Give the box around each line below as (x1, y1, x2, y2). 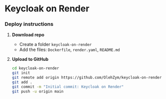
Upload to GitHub (11, 56, 49, 62)
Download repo (11, 32, 44, 38)
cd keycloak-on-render (11, 66, 59, 71)
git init (11, 70, 30, 76)
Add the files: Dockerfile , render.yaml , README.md (19, 47, 120, 52)
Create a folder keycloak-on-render (19, 42, 92, 48)
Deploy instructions (4, 21, 53, 28)
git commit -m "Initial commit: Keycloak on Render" (11, 84, 124, 89)
